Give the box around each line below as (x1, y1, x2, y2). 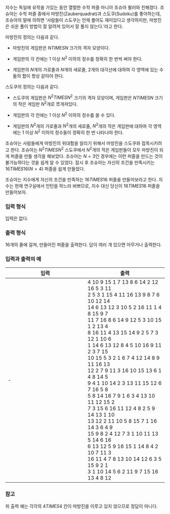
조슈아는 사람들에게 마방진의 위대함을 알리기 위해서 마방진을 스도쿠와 (5, 140, 141, 146)
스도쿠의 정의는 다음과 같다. (5, 83, 60, 89)
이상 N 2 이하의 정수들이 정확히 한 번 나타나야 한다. (25, 128, 124, 135)
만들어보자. (5, 189, 27, 195)
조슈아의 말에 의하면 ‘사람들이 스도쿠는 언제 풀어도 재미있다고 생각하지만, (5, 17, 148, 23)
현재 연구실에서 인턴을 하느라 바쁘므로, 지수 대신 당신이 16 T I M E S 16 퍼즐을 (14, 182, 160, 189)
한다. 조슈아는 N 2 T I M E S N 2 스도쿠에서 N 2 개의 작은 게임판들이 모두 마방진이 (10, 146, 158, 153)
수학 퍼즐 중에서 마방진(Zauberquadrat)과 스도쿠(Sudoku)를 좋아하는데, (18, 11, 161, 17)
